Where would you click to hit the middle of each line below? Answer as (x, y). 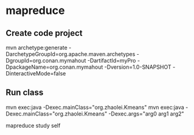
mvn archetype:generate (36, 47)
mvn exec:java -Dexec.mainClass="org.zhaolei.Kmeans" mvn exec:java (95, 107)
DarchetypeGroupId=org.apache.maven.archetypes (71, 54)
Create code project (44, 33)
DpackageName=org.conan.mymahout (54, 67)
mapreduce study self (33, 125)
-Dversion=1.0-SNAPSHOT (138, 67)
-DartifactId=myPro (112, 61)
